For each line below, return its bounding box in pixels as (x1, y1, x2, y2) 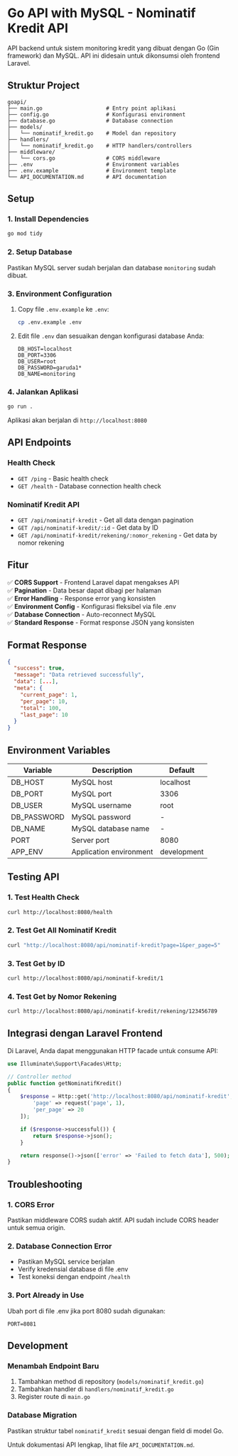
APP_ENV (11, 847, 44, 856)
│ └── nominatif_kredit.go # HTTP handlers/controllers (7, 142, 193, 149)
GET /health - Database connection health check (17, 481, 162, 490)
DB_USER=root (17, 358, 57, 365)
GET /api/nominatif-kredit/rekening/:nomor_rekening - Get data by (17, 530, 218, 539)
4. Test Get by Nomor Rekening (7, 991, 117, 1001)
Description (92, 765, 133, 775)
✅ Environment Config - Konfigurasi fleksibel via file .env (7, 602, 176, 610)
